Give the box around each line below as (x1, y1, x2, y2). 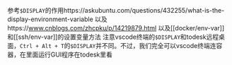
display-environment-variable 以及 (7, 15, 108, 23)
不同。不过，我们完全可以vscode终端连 (101, 42, 216, 49)
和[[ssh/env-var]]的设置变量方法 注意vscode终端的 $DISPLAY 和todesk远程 (7, 32, 219, 41)
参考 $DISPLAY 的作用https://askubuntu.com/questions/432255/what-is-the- (7, 6, 225, 14)
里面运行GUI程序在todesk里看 (25, 50, 113, 59)
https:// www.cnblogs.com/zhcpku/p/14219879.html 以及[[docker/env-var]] (7, 24, 225, 32)
